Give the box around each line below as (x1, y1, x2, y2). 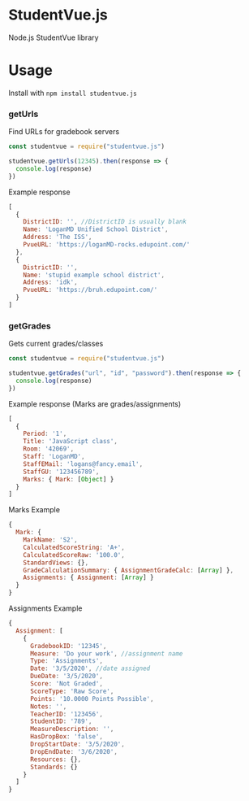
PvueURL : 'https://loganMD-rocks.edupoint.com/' (23, 241, 191, 249)
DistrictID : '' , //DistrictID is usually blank (23, 218, 187, 226)
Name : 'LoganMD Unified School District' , (23, 225, 169, 233)
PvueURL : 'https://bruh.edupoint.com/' (23, 286, 158, 294)
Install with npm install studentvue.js (8, 88, 138, 98)
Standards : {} (29, 763, 79, 771)
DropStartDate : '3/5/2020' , (29, 740, 126, 749)
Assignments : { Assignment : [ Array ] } (23, 573, 154, 582)
